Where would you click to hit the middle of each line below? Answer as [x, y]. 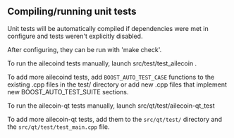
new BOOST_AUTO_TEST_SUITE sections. [68, 92]
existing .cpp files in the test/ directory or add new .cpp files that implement [117, 84]
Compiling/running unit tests [72, 12]
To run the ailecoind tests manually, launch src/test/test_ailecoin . [102, 63]
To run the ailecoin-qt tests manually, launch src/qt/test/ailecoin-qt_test [111, 106]
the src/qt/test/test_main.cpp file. [59, 127]
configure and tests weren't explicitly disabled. [75, 36]
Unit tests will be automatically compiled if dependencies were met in [108, 28]
